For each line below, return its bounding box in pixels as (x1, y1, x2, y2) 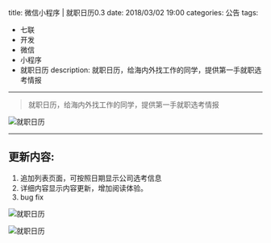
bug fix (19, 192, 44, 202)
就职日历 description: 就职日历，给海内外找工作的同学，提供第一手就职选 (19, 65, 262, 75)
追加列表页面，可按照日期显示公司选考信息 (19, 173, 162, 183)
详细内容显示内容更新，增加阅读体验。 (19, 183, 148, 192)
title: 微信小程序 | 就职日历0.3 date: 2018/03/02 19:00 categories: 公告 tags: (8, 8, 259, 17)
